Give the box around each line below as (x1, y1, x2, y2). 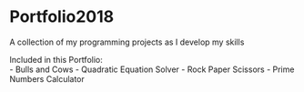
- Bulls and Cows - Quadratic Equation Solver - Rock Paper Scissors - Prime (9, 64, 295, 75)
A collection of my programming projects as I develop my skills (9, 36, 245, 47)
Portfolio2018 (9, 6, 115, 27)
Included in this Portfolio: (9, 54, 103, 65)
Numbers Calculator (9, 73, 85, 84)
